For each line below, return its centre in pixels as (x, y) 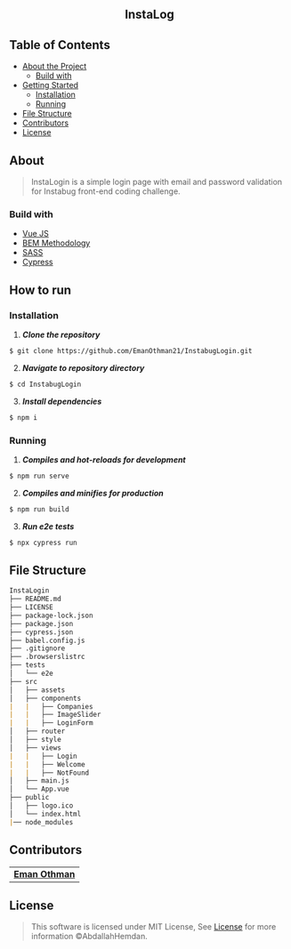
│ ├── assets (37, 690)
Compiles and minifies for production (93, 493)
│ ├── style (36, 740)
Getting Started (50, 85)
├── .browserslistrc (48, 657)
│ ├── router (37, 732)
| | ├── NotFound (49, 773)
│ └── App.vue (39, 789)
